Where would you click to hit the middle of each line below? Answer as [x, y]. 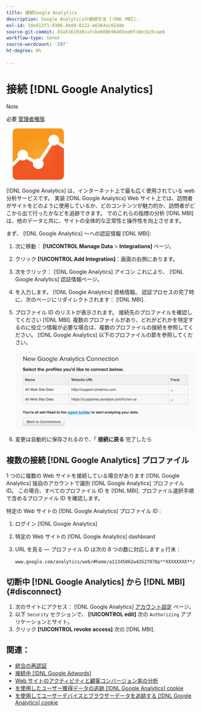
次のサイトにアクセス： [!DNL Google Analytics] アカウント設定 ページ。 [104, 607]
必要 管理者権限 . [26, 119]
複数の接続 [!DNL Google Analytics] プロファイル [98, 460]
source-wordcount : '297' [37, 44]
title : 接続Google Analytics [42, 13]
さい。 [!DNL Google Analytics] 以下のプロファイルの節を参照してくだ [106, 335]
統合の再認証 [31, 665]
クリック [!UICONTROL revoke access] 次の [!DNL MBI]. [85, 629]
